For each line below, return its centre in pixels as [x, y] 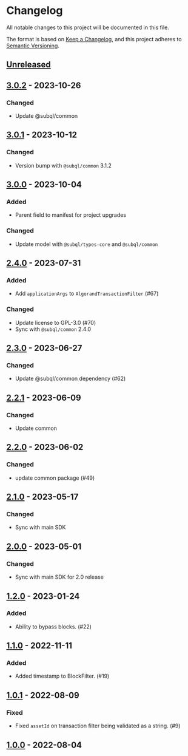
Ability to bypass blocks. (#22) [53, 627]
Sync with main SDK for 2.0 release [59, 577]
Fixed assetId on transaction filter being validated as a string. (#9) [98, 726]
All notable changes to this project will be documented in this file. [88, 27]
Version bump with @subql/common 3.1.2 [63, 165]
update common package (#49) [55, 478]
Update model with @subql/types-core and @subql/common [86, 244]
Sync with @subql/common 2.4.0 [53, 329]
